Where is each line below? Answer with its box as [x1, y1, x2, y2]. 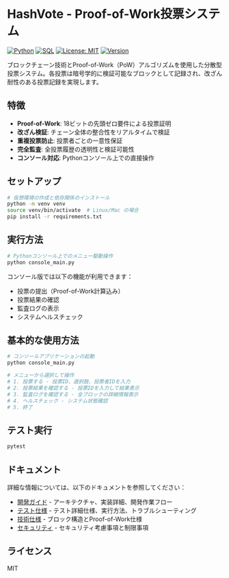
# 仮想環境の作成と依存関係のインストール [7, 194, 111, 201]
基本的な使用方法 [7, 335, 79, 346]
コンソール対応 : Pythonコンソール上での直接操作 [16, 154, 155, 162]
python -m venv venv [7, 200, 66, 208]
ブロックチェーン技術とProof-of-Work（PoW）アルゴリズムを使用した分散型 [7, 60, 222, 69]
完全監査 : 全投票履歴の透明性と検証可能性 [16, 145, 135, 153]
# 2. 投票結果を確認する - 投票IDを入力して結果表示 [7, 385, 140, 392]
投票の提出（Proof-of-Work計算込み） [16, 287, 124, 295]
